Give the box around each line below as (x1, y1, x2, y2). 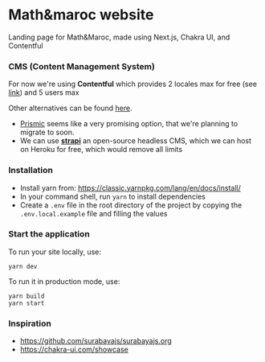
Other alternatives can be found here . (8, 103, 132, 113)
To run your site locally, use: (8, 247, 102, 257)
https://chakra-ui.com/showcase (19, 344, 128, 355)
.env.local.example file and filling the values (19, 208, 168, 218)
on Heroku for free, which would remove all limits (19, 145, 183, 154)
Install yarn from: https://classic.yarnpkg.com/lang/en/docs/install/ (19, 183, 241, 192)
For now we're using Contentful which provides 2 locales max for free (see (8, 79, 257, 89)
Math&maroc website (8, 6, 154, 24)
